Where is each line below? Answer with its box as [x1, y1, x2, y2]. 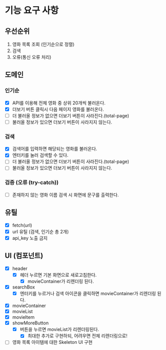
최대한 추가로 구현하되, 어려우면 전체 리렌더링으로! [27, 333, 128, 339]
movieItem [12, 314, 35, 320]
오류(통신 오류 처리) [12, 54, 52, 60]
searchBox [12, 284, 35, 290]
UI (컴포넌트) [5, 252, 44, 260]
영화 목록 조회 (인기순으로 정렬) [12, 42, 75, 47]
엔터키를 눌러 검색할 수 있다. [12, 152, 69, 158]
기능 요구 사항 [5, 5, 59, 16]
